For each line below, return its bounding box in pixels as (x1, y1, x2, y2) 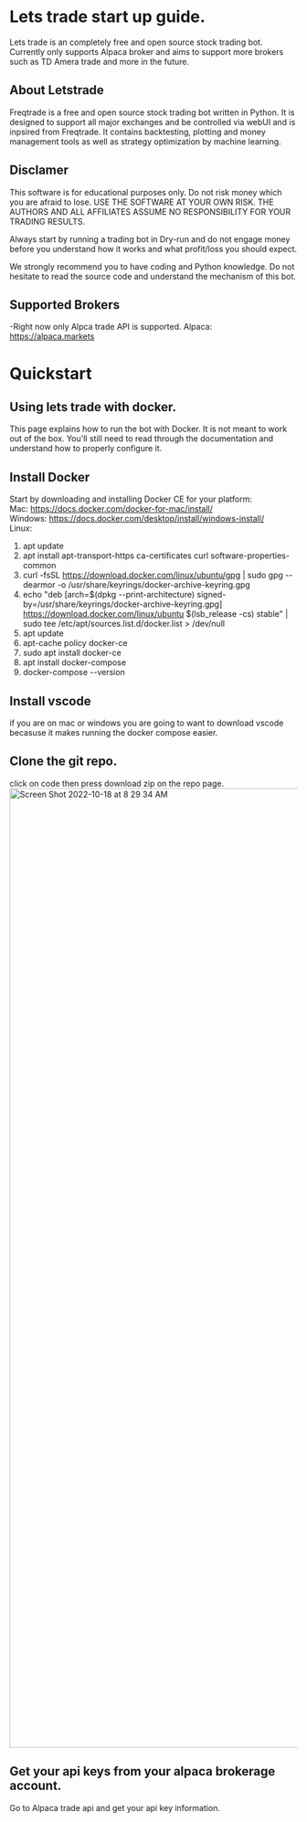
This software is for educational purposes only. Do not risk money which (9, 186, 282, 197)
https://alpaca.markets (9, 331, 95, 342)
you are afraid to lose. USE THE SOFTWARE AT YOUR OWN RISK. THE (9, 196, 274, 207)
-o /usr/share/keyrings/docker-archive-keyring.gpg (57, 579, 251, 590)
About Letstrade (9, 82, 105, 98)
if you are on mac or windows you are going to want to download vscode (9, 717, 284, 728)
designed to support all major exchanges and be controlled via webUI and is (9, 116, 296, 127)
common (22, 560, 57, 571)
